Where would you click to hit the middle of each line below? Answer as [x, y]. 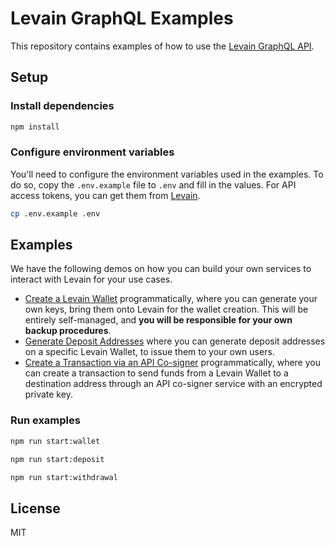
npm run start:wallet [55, 441]
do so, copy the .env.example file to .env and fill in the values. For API [153, 184]
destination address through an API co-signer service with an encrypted [173, 384]
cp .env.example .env [55, 213]
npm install [35, 127]
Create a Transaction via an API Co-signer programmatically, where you [172, 363]
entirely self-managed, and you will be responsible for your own [158, 320]
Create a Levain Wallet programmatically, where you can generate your [171, 299]
